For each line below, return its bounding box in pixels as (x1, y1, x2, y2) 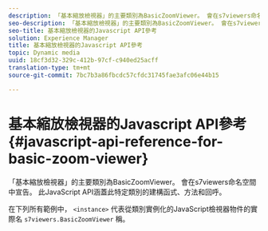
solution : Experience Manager (8, 34, 109, 42)
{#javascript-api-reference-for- (8, 133, 223, 150)
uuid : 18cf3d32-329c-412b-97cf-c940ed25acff (8, 57, 159, 65)
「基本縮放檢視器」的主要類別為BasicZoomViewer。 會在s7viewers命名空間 (8, 177, 257, 186)
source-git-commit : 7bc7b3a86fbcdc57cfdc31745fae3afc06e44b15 (8, 71, 219, 79)
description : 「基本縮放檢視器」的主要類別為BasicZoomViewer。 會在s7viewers (8, 11, 251, 20)
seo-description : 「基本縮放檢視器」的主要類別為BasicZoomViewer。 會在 (8, 19, 234, 27)
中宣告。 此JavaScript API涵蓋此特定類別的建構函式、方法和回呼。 (8, 187, 227, 197)
